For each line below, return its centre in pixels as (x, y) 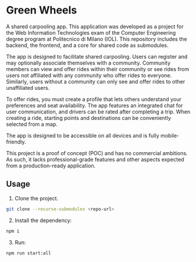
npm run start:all (29, 253)
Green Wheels (42, 10)
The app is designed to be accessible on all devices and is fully (83, 135)
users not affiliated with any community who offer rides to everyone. (89, 75)
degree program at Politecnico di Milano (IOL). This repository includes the (97, 39)
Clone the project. (36, 198)
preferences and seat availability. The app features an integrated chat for (95, 105)
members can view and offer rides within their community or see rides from (98, 69)
